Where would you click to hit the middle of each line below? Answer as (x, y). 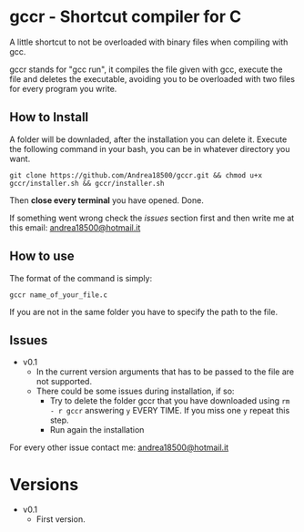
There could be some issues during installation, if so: (135, 391)
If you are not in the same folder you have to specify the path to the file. (144, 312)
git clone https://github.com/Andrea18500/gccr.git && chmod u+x (136, 175)
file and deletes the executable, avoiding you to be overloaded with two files (152, 78)
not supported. (64, 382)
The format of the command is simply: (81, 278)
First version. (61, 519)
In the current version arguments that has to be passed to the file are (165, 372)
